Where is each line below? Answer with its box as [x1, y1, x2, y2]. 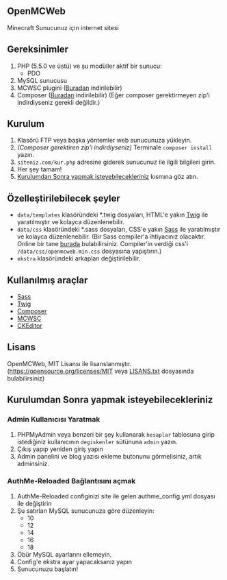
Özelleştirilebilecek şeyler [7, 192, 121, 204]
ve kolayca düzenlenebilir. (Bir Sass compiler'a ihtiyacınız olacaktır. [16, 232, 206, 241]
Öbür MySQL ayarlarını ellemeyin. [16, 550, 111, 558]
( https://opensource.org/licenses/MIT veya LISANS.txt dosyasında [7, 367, 194, 375]
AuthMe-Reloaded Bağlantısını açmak [7, 476, 136, 486]
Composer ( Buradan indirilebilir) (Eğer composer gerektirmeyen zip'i [16, 90, 210, 99]
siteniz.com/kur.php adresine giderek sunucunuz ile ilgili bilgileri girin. [16, 158, 216, 167]
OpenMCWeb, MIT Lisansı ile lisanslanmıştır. [7, 359, 132, 367]
